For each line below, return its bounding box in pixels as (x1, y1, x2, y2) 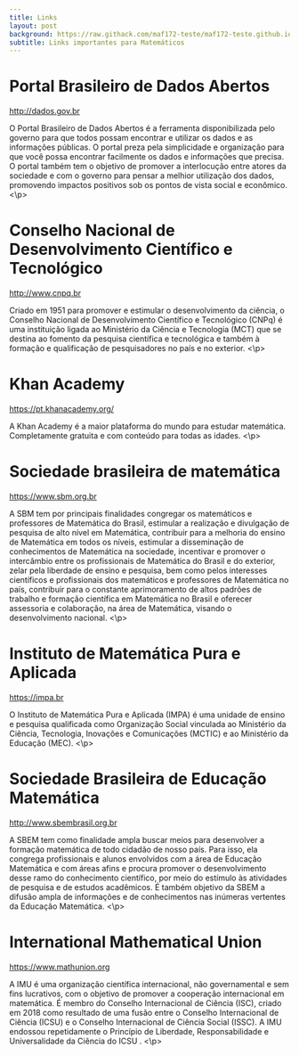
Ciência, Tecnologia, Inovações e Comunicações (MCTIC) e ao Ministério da (9, 728, 289, 739)
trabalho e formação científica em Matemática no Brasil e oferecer (9, 593, 253, 604)
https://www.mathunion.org (9, 961, 110, 972)
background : (9, 29, 53, 38)
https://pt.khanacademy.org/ (9, 404, 114, 414)
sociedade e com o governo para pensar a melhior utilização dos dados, (9, 170, 275, 181)
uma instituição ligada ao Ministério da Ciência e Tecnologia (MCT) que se (9, 324, 282, 335)
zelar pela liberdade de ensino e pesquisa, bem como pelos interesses (9, 565, 268, 576)
